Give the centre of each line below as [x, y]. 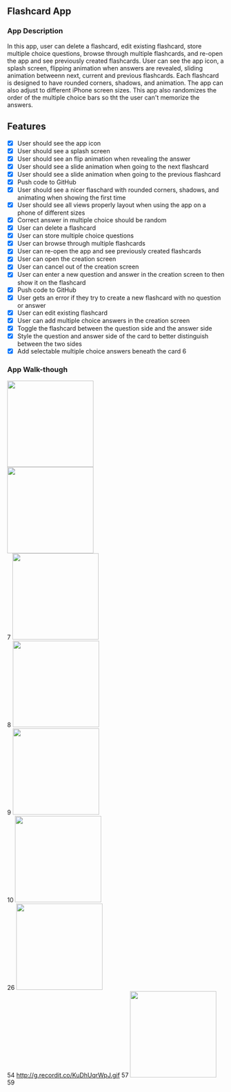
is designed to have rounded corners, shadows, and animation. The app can [115, 83]
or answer [31, 305]
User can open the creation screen [67, 259]
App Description [35, 31]
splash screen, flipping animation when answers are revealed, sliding [105, 68]
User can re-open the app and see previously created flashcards [109, 251]
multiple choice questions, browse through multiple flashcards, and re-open [115, 53]
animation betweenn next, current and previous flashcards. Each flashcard [113, 75]
